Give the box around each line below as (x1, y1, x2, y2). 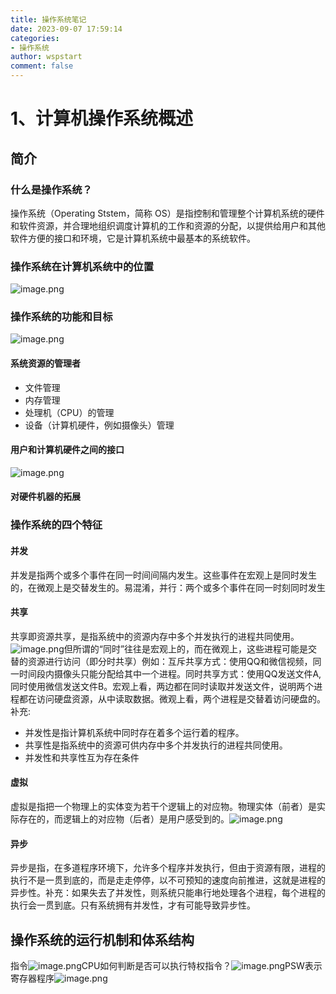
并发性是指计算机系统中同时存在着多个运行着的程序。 (24, 726, 245, 738)
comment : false (10, 61, 74, 71)
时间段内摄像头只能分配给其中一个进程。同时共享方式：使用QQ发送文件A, (18, 667, 322, 680)
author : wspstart (10, 52, 83, 62)
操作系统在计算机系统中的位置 (10, 259, 155, 273)
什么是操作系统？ (10, 182, 93, 196)
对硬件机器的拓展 (10, 491, 81, 503)
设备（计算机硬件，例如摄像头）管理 (24, 419, 175, 431)
